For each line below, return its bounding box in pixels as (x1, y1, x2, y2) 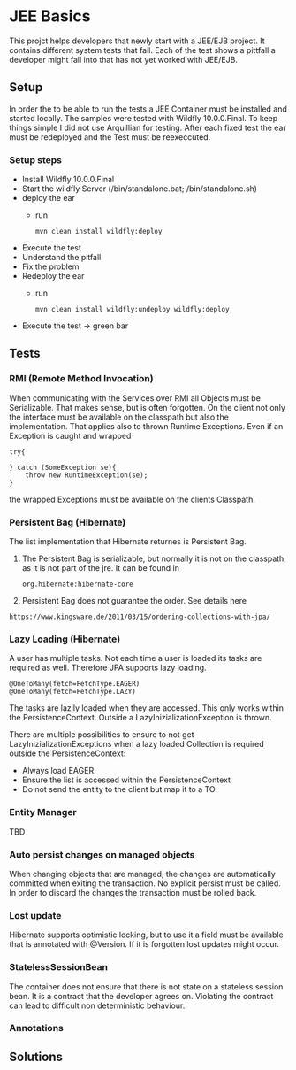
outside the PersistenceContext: (9, 748, 126, 758)
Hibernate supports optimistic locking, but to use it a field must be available (9, 929, 285, 940)
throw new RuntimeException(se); (25, 471, 148, 480)
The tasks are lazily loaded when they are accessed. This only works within (9, 703, 285, 713)
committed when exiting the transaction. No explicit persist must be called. (9, 878, 281, 889)
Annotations (9, 1022, 64, 1035)
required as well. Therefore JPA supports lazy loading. (9, 662, 207, 674)
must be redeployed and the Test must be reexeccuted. (9, 131, 211, 142)
